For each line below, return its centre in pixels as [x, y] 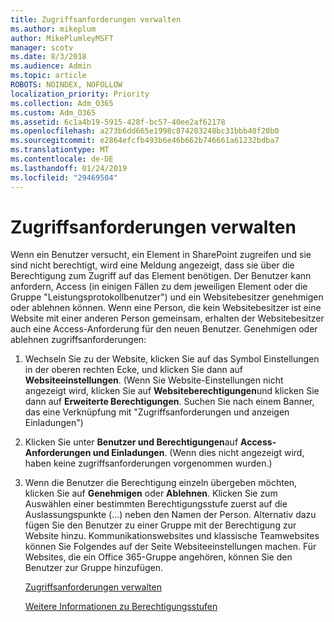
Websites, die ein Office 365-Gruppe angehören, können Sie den [158, 557]
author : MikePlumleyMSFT [62, 38]
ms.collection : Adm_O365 [62, 103]
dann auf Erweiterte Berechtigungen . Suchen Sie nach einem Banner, [169, 402]
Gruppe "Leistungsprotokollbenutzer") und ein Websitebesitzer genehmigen [167, 297]
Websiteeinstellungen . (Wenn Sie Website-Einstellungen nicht [154, 380]
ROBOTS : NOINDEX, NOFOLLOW [66, 85]
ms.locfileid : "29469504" [64, 177]
